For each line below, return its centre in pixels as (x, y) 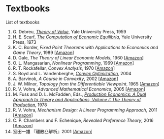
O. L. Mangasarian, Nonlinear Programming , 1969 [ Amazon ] (73, 63)
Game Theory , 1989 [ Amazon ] (43, 53)
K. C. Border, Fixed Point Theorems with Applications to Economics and (85, 47)
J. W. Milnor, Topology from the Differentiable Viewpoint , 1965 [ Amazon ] (86, 83)
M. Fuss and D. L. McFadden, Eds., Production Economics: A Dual (79, 94)
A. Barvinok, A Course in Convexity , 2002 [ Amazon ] (65, 79)
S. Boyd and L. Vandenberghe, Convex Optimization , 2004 (72, 73)
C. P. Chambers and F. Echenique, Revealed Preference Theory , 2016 (83, 120)
